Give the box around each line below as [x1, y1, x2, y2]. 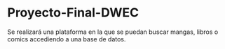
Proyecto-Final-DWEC [7, 5, 139, 21]
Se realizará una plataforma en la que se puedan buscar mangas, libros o [7, 28, 219, 36]
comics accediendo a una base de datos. [7, 35, 126, 43]
